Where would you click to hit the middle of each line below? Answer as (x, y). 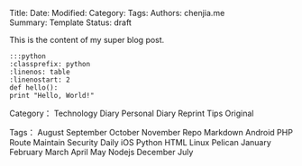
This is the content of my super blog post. (87, 40)
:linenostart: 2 (40, 80)
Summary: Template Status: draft (71, 22)
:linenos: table (40, 72)
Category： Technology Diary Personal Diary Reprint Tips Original (132, 113)
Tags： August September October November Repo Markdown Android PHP (151, 132)
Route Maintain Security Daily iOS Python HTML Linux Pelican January (141, 142)
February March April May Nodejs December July (101, 152)
